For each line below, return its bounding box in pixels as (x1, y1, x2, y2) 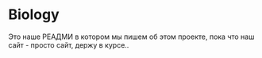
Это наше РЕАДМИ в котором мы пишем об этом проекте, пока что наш (8, 32, 255, 41)
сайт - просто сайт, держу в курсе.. (8, 40, 129, 49)
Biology (8, 6, 60, 24)
